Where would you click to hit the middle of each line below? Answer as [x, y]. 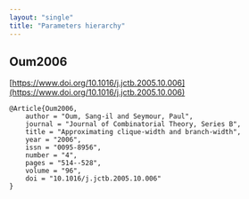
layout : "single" [41, 17]
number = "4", [51, 155]
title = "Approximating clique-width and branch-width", [133, 132]
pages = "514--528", [63, 163]
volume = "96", [54, 171]
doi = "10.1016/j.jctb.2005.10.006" [94, 179]
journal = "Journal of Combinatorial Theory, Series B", [133, 124]
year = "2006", [54, 140]
